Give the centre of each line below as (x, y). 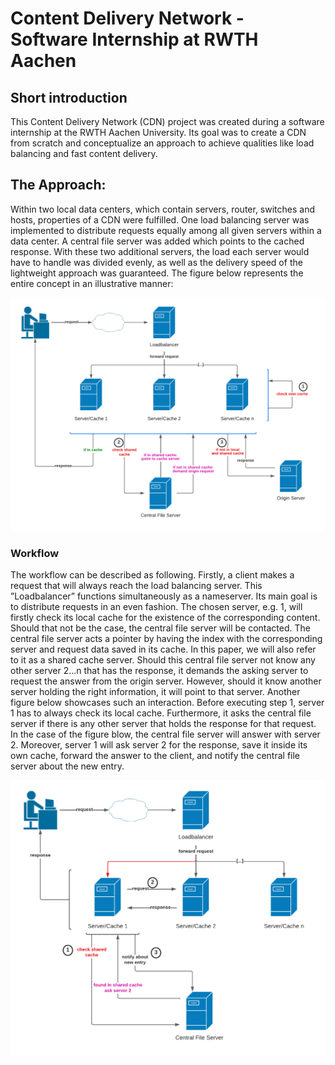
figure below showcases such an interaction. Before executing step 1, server (167, 703)
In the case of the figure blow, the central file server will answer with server (165, 734)
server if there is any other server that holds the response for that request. (163, 724)
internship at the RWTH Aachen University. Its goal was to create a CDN (158, 132)
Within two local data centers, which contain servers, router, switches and (162, 209)
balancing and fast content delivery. (84, 153)
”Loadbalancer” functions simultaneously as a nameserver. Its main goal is (164, 596)
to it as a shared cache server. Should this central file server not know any (163, 660)
